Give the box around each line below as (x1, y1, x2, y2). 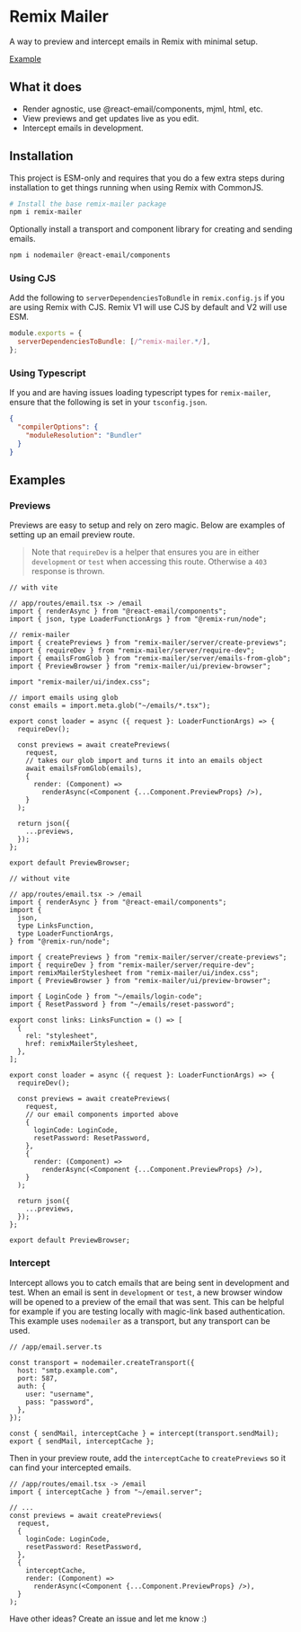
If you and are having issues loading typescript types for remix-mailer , (9, 387, 271, 398)
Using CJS (9, 272, 57, 285)
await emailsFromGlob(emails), (25, 764, 143, 774)
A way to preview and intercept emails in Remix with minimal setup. (9, 36, 259, 47)
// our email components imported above (25, 1110, 179, 1120)
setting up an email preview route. (9, 529, 136, 540)
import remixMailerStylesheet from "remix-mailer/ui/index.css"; (9, 969, 259, 978)
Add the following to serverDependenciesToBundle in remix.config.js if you (9, 292, 286, 303)
